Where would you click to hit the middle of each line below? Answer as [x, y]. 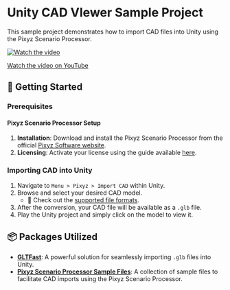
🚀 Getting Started [45, 87]
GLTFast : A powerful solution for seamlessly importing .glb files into [114, 257]
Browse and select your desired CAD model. [80, 193]
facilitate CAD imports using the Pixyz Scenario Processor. [100, 278]
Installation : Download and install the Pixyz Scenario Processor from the [120, 138]
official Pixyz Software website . [61, 145]
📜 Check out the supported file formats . [83, 200]
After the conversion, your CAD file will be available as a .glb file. [110, 207]
